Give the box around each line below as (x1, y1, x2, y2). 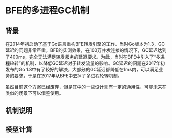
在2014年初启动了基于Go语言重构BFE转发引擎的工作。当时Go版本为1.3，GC (5, 41, 165, 47)
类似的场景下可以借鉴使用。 (5, 90, 64, 96)
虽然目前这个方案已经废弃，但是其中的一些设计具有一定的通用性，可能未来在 (5, 84, 167, 90)
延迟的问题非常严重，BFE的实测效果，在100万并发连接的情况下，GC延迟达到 (5, 47, 167, 53)
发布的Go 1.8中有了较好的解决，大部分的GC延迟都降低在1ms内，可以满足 (5, 67, 159, 72)
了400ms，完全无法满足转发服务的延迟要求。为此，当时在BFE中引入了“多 (5, 54, 161, 60)
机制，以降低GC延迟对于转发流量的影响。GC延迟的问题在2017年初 (25, 60, 165, 66)
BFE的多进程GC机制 (5, 5, 90, 16)
